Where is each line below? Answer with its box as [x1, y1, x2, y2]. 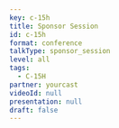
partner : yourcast [9, 80, 78, 89]
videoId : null [9, 88, 63, 97]
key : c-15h [9, 13, 50, 23]
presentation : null [9, 96, 83, 106]
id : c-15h [9, 30, 47, 39]
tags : [9, 64, 30, 73]
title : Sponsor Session [9, 22, 99, 31]
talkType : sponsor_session [9, 47, 111, 56]
